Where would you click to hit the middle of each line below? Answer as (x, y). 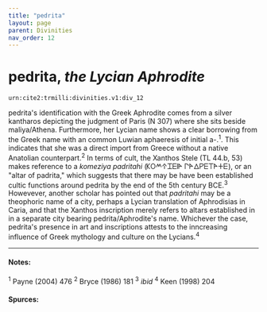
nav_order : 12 (32, 38)
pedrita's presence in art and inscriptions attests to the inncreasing (118, 227)
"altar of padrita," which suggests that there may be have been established (131, 175)
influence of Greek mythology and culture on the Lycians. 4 (104, 236)
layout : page (30, 23)
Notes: (20, 262)
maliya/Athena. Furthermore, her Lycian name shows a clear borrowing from (133, 130)
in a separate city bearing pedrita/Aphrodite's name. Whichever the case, (128, 218)
